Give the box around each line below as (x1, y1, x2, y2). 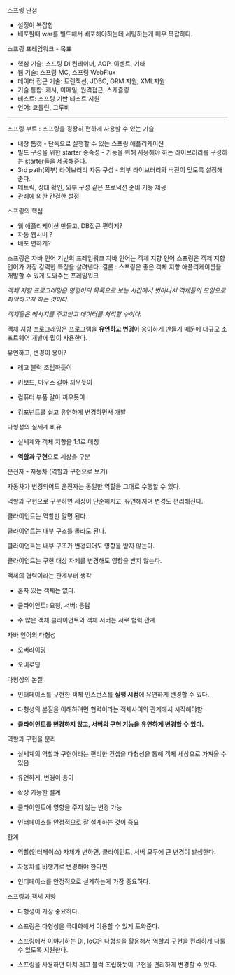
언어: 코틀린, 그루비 (17, 104, 70, 111)
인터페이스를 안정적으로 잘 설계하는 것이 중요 (17, 818, 140, 826)
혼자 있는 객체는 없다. (17, 586, 76, 595)
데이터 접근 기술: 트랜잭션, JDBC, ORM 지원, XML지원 (17, 77, 166, 85)
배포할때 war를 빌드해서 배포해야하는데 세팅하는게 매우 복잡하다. (17, 30, 193, 38)
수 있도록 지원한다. (17, 946, 69, 953)
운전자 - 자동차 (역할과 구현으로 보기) (7, 467, 108, 476)
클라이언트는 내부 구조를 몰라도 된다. (7, 527, 106, 535)
